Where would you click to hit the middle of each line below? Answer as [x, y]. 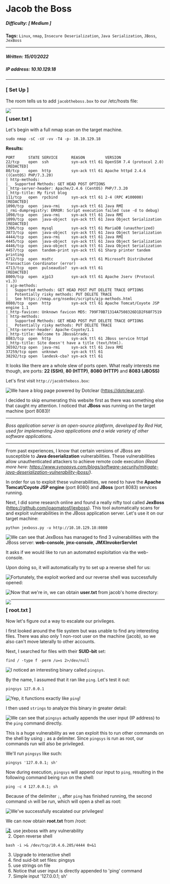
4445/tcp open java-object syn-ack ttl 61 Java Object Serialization [84, 242]
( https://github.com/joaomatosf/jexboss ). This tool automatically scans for [83, 508]
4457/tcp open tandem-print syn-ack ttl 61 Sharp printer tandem [78, 250]
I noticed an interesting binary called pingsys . [58, 670]
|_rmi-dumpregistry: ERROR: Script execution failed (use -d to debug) [82, 211]
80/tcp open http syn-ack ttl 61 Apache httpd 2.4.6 [76, 171]
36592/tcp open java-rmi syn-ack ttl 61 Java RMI [65, 348]
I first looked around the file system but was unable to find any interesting [82, 631]
